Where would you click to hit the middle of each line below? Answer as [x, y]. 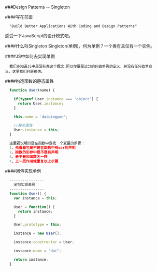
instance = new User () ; [38, 233]
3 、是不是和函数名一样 [29, 157]
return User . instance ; [41, 104]
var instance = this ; [35, 198]
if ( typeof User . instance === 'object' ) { [56, 99]
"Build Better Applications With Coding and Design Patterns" [73, 26]
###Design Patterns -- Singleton [37, 7]
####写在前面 [19, 17]
